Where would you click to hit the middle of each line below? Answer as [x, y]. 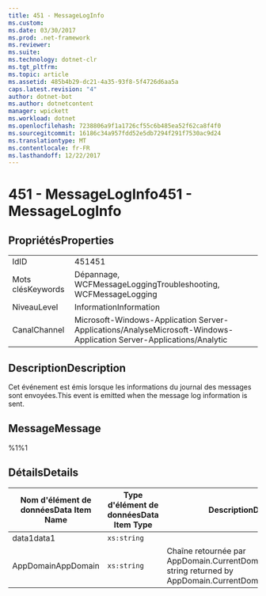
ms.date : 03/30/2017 [42, 30]
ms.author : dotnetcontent [51, 104]
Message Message [55, 429]
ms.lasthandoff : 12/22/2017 [55, 155]
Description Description [67, 368]
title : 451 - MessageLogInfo [56, 15]
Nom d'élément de [56, 499]
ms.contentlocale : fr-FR [49, 148]
